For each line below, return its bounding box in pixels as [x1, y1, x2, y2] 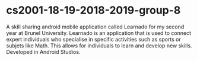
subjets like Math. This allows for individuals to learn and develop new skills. [6, 42, 192, 49]
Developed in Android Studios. [6, 48, 81, 55]
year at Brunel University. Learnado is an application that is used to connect [6, 29, 192, 36]
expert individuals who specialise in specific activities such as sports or [6, 36, 181, 43]
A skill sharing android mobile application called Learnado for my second [6, 23, 185, 30]
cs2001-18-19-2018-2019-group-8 [6, 4, 181, 17]
